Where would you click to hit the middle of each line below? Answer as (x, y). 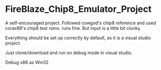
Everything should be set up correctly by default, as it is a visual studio (78, 38)
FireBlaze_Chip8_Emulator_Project (78, 9)
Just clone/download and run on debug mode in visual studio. (69, 53)
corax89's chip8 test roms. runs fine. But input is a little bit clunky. (73, 28)
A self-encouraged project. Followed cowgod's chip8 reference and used (81, 23)
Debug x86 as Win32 (27, 62)
